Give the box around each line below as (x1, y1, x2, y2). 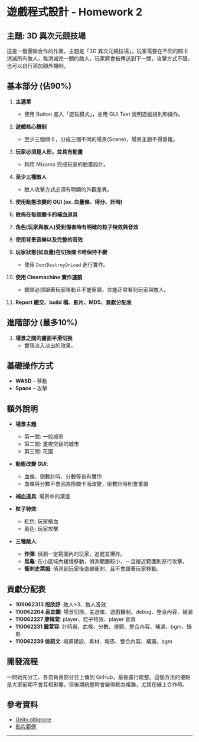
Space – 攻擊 (15, 385, 48, 392)
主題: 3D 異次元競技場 (6, 31, 86, 41)
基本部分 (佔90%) (6, 81, 71, 91)
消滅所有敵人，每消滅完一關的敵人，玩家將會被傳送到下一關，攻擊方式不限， (6, 55, 193, 62)
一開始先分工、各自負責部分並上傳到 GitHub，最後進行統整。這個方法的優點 (6, 674, 191, 681)
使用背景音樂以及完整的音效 (15, 236, 83, 243)
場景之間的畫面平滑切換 (15, 334, 73, 341)
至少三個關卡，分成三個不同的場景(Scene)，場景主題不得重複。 (24, 135, 178, 142)
